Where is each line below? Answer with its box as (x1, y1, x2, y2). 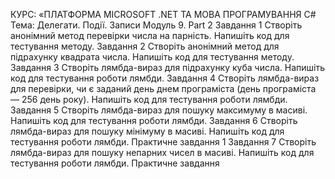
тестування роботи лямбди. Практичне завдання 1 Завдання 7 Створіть (10, 136, 317, 148)
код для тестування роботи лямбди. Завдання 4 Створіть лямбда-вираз (10, 72, 320, 84)
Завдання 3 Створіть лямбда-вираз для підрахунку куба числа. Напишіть (10, 62, 326, 73)
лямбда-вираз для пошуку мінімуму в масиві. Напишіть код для (10, 125, 285, 137)
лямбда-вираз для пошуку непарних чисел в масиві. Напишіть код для (10, 147, 315, 158)
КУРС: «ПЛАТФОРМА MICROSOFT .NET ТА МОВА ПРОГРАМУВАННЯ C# (10, 9, 317, 20)
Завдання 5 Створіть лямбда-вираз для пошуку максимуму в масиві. (10, 104, 308, 116)
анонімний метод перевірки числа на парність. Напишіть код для (10, 30, 290, 41)
